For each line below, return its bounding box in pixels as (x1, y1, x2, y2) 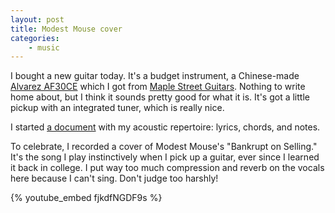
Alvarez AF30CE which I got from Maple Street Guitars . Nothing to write (10, 81, 306, 93)
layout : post (10, 14, 65, 25)
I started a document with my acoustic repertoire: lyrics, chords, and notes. (10, 121, 321, 133)
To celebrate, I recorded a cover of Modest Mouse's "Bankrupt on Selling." (10, 141, 318, 153)
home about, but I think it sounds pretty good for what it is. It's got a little (10, 91, 310, 103)
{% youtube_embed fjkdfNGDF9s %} (10, 192, 163, 204)
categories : (10, 33, 60, 43)
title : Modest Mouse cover (10, 24, 123, 34)
